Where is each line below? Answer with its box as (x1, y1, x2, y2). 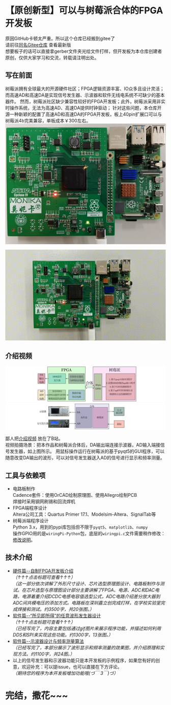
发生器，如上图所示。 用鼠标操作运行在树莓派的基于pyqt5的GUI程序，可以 (9, 448, 164, 454)
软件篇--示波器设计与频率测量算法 (12, 638, 84, 644)
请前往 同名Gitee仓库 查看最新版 (5, 41, 71, 48)
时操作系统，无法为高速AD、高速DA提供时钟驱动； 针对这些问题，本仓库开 (5, 104, 162, 111)
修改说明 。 (12, 537, 36, 543)
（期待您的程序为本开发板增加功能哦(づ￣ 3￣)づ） (12, 670, 119, 676)
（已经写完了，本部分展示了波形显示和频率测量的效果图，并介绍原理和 (12, 644, 160, 650)
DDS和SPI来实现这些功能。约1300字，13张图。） (12, 631, 113, 637)
